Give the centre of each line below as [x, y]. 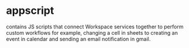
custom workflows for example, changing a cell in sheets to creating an [92, 32]
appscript [30, 11]
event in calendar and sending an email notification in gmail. [78, 39]
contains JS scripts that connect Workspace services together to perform [95, 27]
